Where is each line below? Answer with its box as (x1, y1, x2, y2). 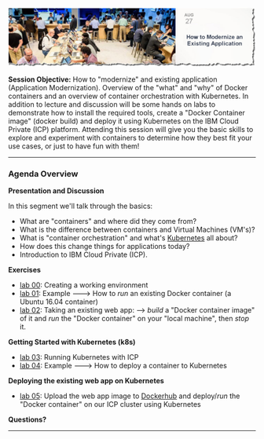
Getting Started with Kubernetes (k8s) (8, 338, 136, 347)
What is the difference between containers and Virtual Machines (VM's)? (19, 225, 255, 235)
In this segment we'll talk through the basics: (8, 201, 153, 211)
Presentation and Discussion (8, 186, 104, 196)
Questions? (8, 415, 47, 424)
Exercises (8, 265, 42, 275)
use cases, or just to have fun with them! (8, 141, 140, 151)
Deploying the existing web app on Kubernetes (8, 376, 165, 386)
